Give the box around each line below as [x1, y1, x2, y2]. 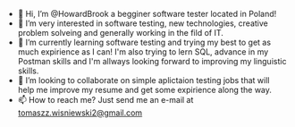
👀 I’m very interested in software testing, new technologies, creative [17, 18, 268, 29]
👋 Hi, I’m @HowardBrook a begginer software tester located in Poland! [17, 9, 277, 19]
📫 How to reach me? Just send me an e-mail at [17, 95, 194, 105]
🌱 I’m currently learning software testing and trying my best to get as [17, 37, 271, 47]
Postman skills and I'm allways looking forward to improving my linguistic [17, 56, 287, 66]
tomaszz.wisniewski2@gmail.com [17, 107, 143, 118]
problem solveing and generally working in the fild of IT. [17, 28, 223, 38]
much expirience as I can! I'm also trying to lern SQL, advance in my [17, 47, 269, 57]
